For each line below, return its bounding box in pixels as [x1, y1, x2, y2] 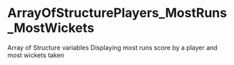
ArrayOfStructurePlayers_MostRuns [7, 5, 227, 21]
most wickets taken [7, 51, 65, 59]
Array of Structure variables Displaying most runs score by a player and [7, 43, 218, 52]
